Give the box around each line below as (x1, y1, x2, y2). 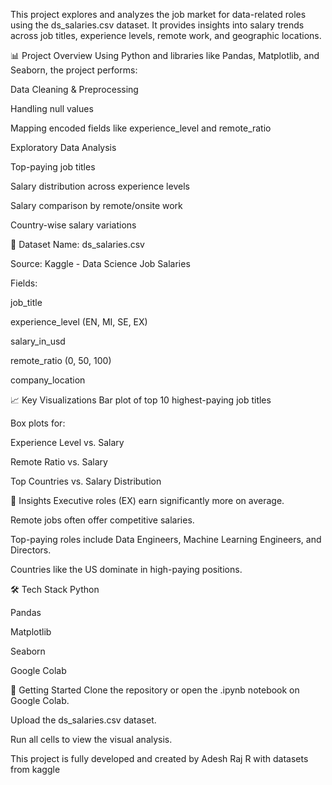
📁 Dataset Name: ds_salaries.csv (10, 239, 145, 250)
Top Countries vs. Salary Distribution (10, 475, 162, 487)
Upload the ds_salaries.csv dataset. (10, 714, 157, 726)
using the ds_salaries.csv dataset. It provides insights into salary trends (10, 19, 305, 31)
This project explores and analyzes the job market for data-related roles (10, 9, 307, 20)
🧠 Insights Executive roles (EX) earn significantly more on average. (10, 495, 285, 506)
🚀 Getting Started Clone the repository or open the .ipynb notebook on (10, 684, 300, 696)
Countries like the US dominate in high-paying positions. (10, 564, 243, 575)
